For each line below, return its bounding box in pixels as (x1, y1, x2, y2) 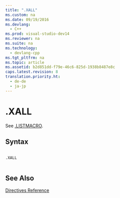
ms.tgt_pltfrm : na (5, 55, 44, 60)
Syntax (5, 137, 29, 146)
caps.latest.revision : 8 (5, 70, 58, 75)
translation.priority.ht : (5, 74, 60, 79)
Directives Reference (5, 187, 50, 193)
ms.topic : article (5, 60, 44, 65)
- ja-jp (10, 83, 27, 89)
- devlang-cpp (10, 50, 40, 55)
